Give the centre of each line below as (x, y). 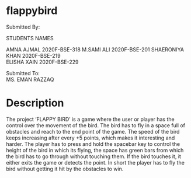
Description (35, 103)
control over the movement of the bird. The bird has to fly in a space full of (96, 125)
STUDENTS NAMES (30, 38)
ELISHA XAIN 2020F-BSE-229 (42, 62)
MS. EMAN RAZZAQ (30, 79)
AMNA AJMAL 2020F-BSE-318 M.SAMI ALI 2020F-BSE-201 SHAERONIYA (95, 49)
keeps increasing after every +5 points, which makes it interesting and (91, 138)
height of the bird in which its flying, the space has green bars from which (95, 150)
